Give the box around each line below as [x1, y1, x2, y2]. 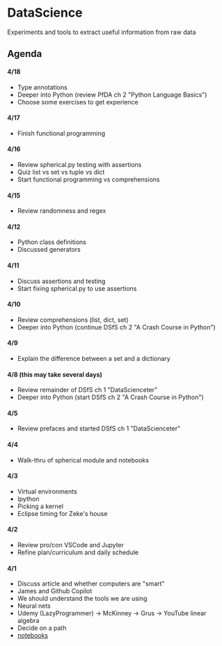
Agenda [7, 48, 42, 60]
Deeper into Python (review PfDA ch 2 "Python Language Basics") [17, 90, 207, 99]
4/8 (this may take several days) [7, 370, 103, 378]
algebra [17, 617, 40, 625]
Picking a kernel [17, 502, 64, 510]
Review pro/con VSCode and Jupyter [17, 540, 124, 549]
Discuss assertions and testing [17, 277, 106, 285]
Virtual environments [17, 487, 78, 495]
